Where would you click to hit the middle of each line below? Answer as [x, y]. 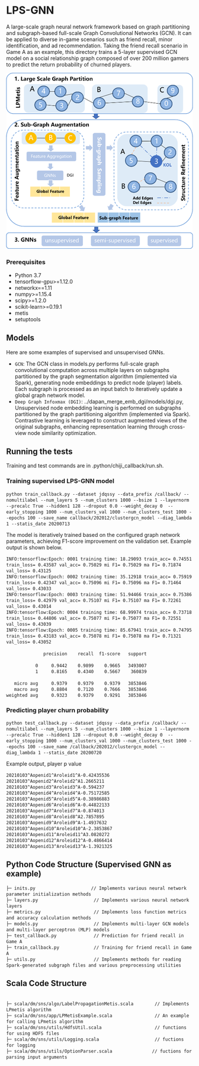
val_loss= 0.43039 [29, 624]
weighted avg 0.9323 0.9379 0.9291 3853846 [76, 695]
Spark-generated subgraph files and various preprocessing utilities [94, 965]
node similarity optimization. [62, 433]
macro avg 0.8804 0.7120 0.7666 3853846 [80, 689]
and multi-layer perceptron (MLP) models [58, 930]
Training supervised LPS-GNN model [60, 481]
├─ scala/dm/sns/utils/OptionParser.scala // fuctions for [99, 1051]
